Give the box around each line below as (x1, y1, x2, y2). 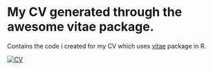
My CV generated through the (7, 4, 183, 20)
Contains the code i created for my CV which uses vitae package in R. (7, 42, 206, 50)
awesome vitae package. (7, 19, 154, 35)
